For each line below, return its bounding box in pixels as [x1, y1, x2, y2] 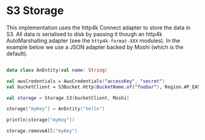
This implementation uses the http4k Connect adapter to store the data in [6, 24, 191, 31]
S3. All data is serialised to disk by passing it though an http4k [6, 30, 163, 37]
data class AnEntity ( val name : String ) [6, 67, 108, 73]
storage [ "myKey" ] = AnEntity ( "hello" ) [6, 106, 105, 112]
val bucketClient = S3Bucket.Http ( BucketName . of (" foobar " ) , [6, 84, 163, 90]
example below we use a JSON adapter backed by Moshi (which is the [6, 43, 184, 51]
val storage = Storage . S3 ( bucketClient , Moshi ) [6, 95, 130, 101]
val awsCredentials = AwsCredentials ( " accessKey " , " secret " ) [6, 78, 165, 84]
